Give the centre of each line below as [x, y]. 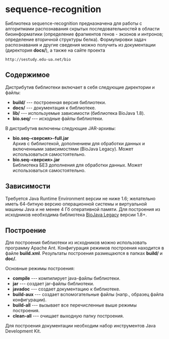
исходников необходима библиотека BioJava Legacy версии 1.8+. [76, 215]
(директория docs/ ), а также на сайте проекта [55, 50]
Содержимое [27, 75]
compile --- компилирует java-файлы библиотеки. [66, 278]
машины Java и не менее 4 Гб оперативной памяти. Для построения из [83, 209]
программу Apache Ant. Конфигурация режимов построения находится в [85, 248]
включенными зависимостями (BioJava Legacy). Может [73, 149]
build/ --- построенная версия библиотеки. [59, 102]
